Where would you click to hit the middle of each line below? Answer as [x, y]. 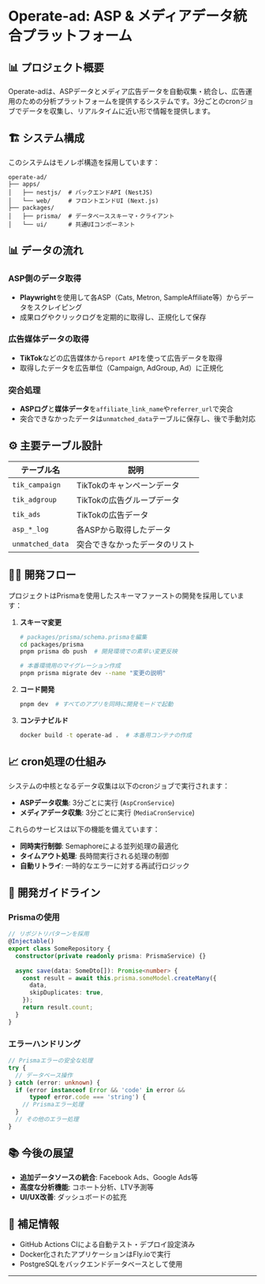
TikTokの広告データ [112, 515]
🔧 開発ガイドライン [54, 893]
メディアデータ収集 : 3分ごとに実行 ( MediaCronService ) [107, 812]
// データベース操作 [44, 1075]
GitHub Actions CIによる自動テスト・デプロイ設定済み [107, 1245]
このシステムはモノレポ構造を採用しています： [84, 162]
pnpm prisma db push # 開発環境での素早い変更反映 [99, 651]
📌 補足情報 [34, 1224]
